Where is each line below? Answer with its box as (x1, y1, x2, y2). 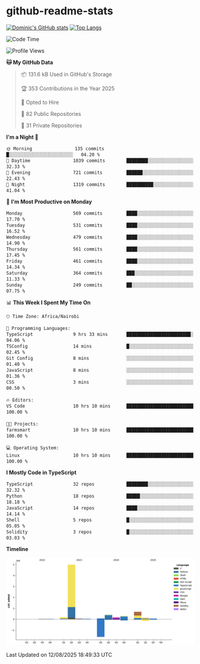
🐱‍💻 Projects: (6, 421, 39, 427)
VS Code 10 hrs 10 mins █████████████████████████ (6, 403, 194, 409)
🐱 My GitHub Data (6, 59, 54, 66)
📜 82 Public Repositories (20, 110, 82, 117)
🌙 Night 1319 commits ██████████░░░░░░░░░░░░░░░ (6, 181, 194, 188)
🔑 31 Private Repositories (20, 121, 82, 129)
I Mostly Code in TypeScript (6, 469, 76, 476)
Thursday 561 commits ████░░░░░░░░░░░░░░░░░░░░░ (6, 246, 194, 252)
